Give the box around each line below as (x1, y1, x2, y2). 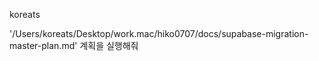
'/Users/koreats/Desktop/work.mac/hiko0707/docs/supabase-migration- (9, 28, 309, 39)
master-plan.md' (9, 40, 78, 51)
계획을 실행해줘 (79, 40, 139, 51)
